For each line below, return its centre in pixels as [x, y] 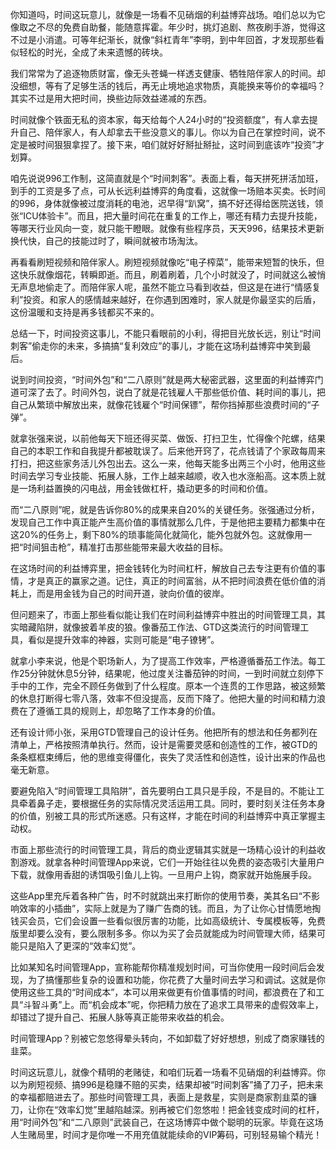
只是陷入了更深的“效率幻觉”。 [80, 946]
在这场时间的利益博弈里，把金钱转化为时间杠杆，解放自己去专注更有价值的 [163, 568]
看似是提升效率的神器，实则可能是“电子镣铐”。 [123, 639]
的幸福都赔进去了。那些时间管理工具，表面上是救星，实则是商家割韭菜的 [159, 1097]
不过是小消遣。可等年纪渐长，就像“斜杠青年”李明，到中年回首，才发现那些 [163, 39]
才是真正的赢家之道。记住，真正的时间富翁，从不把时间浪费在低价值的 [172, 581]
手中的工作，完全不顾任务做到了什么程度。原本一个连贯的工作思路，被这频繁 [168, 686]
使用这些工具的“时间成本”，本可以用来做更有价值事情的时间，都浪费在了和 [163, 992]
